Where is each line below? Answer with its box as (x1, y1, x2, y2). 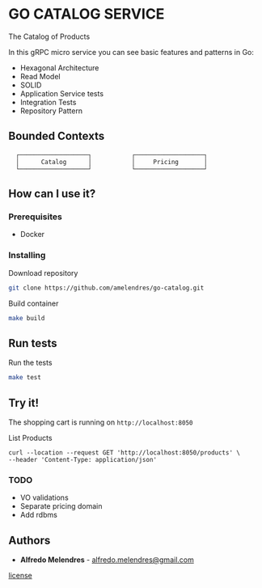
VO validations (19, 493, 69, 502)
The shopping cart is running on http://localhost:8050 (8, 417, 193, 427)
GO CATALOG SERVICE (8, 5, 165, 23)
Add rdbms (19, 510, 58, 520)
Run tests (8, 336, 57, 350)
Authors (8, 533, 51, 547)
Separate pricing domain (19, 501, 103, 511)
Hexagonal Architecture (19, 62, 99, 73)
